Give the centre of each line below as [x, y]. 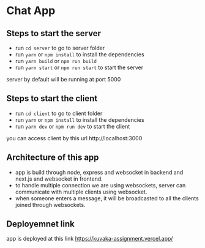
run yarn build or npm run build [56, 61]
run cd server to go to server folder [60, 48]
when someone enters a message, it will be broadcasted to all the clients [107, 198]
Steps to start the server [54, 33]
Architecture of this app [53, 158]
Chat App [31, 11]
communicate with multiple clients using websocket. [81, 192]
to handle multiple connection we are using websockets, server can [100, 185]
